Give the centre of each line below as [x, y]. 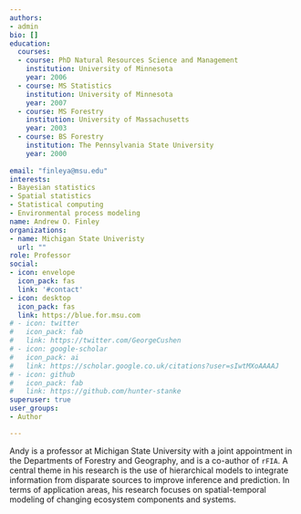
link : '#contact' [51, 289]
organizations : [38, 230]
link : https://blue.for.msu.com [79, 315]
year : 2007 [47, 103]
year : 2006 [47, 78]
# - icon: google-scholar [58, 349]
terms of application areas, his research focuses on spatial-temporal [138, 489]
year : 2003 [47, 129]
